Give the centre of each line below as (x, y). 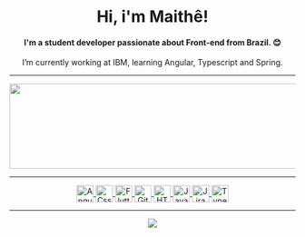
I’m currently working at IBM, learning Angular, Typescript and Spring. (152, 63)
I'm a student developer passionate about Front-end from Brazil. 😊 (152, 42)
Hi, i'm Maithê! (152, 17)
